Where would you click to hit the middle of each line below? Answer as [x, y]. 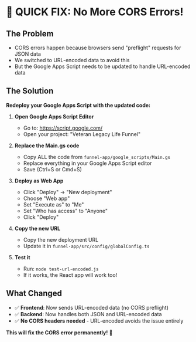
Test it [22, 257]
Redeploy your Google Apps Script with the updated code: [78, 105]
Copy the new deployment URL [61, 239]
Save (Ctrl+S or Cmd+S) [52, 169]
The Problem [30, 34]
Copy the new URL [37, 228]
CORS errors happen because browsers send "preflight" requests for [98, 48]
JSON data [27, 54]
